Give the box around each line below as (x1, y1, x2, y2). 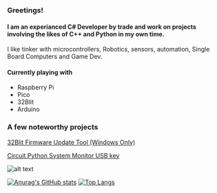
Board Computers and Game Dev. (7, 52, 103, 60)
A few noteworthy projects (7, 122, 99, 132)
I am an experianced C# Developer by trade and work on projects (7, 23, 196, 31)
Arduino (17, 105, 40, 113)
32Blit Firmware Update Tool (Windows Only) (7, 138, 136, 146)
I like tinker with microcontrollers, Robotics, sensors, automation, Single (7, 45, 210, 54)
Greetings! (7, 5, 43, 15)
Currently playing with (7, 68, 73, 76)
